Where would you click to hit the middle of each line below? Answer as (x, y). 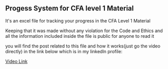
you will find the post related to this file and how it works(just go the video (83, 46)
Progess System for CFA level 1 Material (69, 8)
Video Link (17, 61)
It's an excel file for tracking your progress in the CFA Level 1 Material (78, 20)
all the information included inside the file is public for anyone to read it (80, 36)
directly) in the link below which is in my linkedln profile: (64, 51)
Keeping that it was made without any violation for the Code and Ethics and (84, 31)
